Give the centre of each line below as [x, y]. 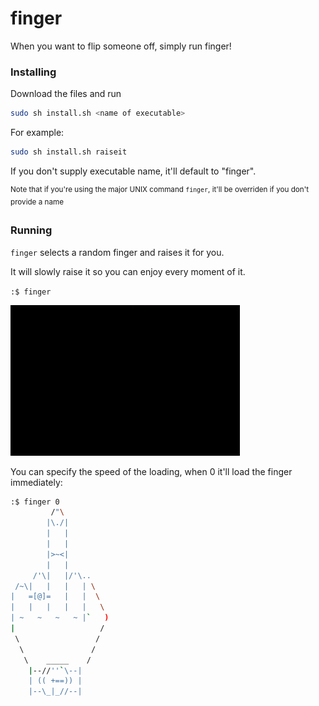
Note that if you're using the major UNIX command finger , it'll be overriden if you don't [159, 189]
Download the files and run [66, 94]
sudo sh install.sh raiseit [69, 152]
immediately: [36, 482]
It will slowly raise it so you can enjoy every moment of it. [128, 271]
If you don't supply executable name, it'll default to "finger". [133, 171]
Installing [33, 72]
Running [31, 230]
